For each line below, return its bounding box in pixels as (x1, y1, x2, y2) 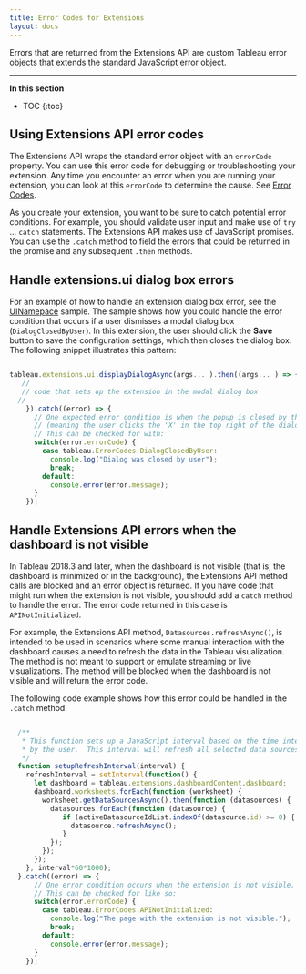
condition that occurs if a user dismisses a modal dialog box (9, 316, 235, 327)
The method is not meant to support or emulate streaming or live (9, 655, 252, 666)
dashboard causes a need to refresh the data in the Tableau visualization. (9, 645, 285, 656)
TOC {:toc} (22, 100, 64, 111)
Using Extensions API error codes (9, 127, 205, 142)
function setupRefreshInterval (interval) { (17, 762, 185, 771)
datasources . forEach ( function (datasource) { (49, 804, 226, 813)
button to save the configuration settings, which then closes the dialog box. (9, 335, 292, 346)
